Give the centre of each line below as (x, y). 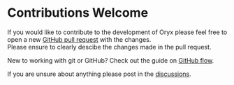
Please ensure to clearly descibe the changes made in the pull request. (109, 47)
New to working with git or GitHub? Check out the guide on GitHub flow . (111, 60)
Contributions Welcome (78, 13)
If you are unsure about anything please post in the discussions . (100, 74)
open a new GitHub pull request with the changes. (79, 39)
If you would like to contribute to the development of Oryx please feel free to (117, 32)
